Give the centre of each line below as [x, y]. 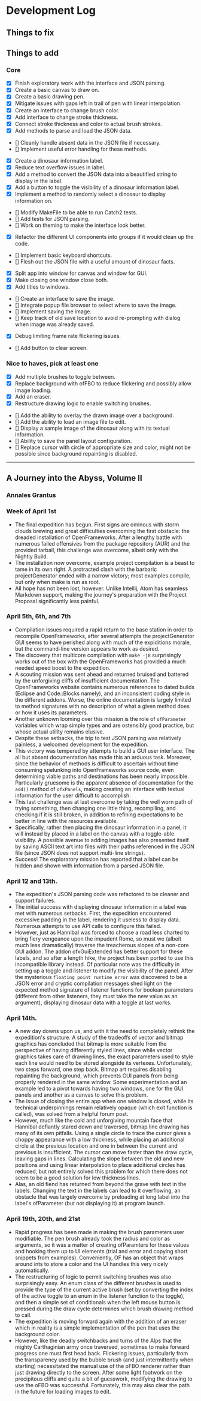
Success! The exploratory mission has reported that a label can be [97, 859]
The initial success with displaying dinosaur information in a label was [101, 907]
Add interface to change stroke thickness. [66, 117]
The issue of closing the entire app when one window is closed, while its [104, 1101]
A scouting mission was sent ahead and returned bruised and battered [102, 674]
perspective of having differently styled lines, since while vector [94, 1050]
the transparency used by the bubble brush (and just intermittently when [104, 1360]
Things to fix [30, 33]
